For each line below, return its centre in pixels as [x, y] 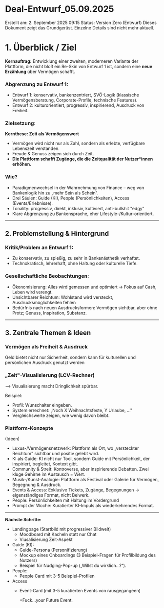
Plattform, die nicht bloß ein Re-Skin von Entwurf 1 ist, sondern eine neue [79, 66]
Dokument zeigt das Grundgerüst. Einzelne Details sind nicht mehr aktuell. [80, 27]
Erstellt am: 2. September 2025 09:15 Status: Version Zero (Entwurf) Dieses [81, 23]
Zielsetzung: [20, 123]
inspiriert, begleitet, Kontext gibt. [45, 464]
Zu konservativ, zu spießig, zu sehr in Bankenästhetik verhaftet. [76, 258]
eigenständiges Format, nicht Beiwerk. [51, 495]
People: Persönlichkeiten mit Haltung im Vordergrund [65, 500]
